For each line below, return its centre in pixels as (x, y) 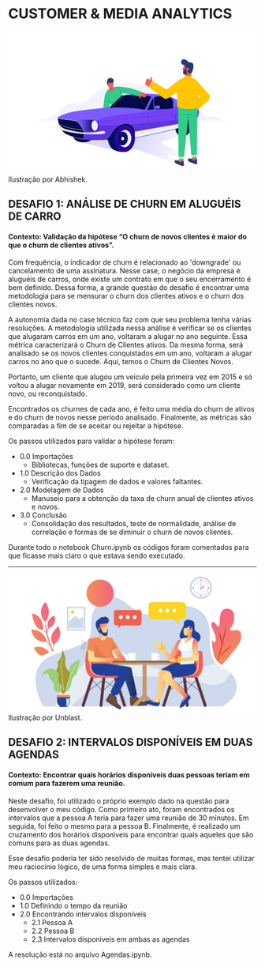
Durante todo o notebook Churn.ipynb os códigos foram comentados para (129, 547)
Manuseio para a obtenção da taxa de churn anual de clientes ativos (142, 499)
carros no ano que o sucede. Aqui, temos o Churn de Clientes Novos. (121, 362)
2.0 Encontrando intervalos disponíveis (83, 914)
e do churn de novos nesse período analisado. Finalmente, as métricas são (130, 418)
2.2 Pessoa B (53, 931)
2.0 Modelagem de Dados (62, 490)
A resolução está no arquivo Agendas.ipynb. (80, 954)
